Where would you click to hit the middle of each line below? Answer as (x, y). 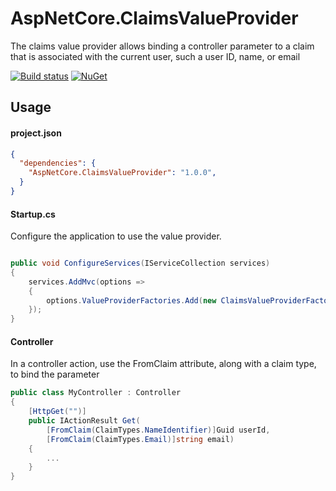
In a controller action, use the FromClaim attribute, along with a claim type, (163, 364)
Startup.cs (33, 214)
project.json (36, 133)
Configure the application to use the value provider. (116, 236)
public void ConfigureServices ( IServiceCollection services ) (140, 263)
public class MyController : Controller (96, 393)
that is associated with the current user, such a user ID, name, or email (155, 56)
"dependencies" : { (58, 163)
